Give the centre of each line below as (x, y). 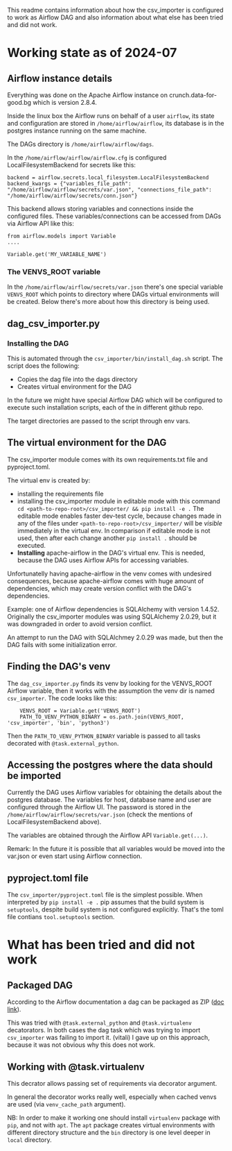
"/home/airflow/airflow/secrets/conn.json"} (72, 196)
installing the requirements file (60, 494)
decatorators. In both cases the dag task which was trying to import (104, 1030)
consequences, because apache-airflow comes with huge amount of (106, 581)
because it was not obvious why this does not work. (81, 1045)
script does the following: (43, 366)
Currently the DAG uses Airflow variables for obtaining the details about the (115, 792)
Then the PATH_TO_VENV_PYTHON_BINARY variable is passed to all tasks (104, 736)
